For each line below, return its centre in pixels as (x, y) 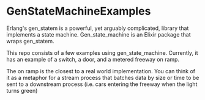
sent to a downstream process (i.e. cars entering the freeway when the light (102, 84)
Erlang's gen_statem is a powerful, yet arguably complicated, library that (98, 28)
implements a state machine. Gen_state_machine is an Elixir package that (99, 34)
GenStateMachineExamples (79, 11)
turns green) (22, 90)
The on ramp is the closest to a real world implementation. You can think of (101, 71)
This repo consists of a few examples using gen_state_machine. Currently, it (102, 52)
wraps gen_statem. (30, 41)
